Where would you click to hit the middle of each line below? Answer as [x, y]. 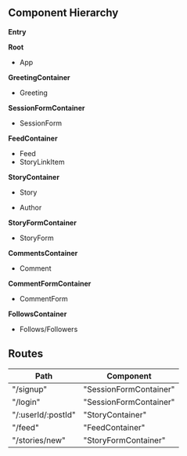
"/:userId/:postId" [44, 414]
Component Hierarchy [63, 13]
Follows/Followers [49, 329]
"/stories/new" [39, 440]
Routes [26, 354]
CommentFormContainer [50, 283]
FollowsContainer [38, 314]
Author [31, 207]
